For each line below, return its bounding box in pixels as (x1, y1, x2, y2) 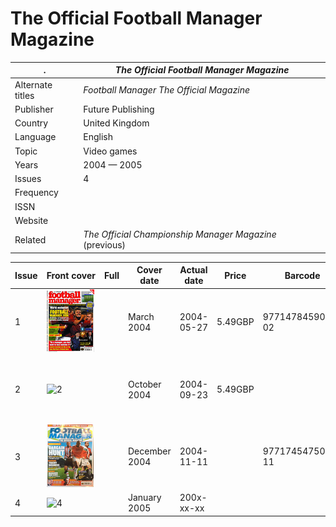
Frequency (14, 187, 59, 199)
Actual (179, 264, 208, 276)
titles (14, 89, 35, 101)
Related (14, 233, 47, 246)
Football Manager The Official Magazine (83, 84, 251, 96)
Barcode (284, 269, 321, 281)
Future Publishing (83, 103, 155, 115)
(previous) (83, 239, 127, 251)
